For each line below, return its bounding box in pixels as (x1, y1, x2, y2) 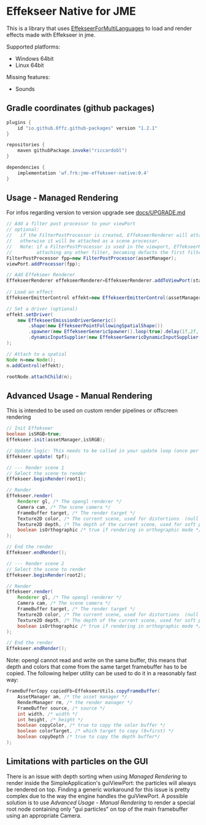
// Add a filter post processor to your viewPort (6, 221, 136, 227)
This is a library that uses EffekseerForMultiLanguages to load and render (6, 25, 192, 32)
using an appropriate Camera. (6, 811, 82, 819)
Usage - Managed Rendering (6, 193, 118, 203)
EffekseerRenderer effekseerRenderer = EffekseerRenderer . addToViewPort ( (6, 277, 193, 284)
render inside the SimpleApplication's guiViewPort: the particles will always (6, 779, 196, 786)
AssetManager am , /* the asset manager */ (17, 694, 128, 700)
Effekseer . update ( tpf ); (6, 453, 70, 460)
